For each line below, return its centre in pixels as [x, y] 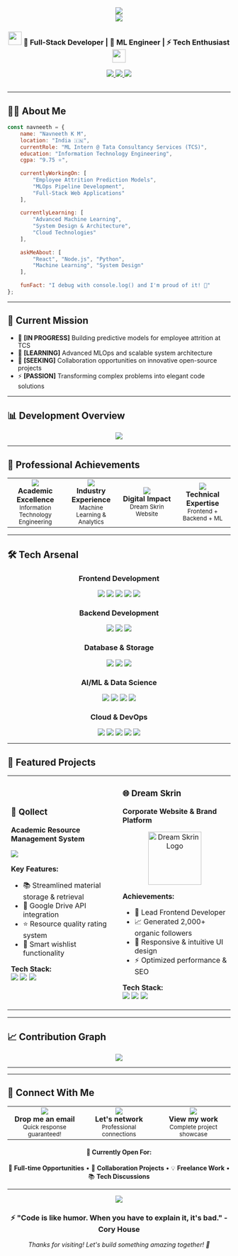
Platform [137, 820]
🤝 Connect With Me [51, 1093]
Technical [203, 494]
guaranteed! [45, 1134]
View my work [193, 1119]
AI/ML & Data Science [119, 682]
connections [119, 1134]
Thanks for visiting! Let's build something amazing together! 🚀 [119, 1245]
